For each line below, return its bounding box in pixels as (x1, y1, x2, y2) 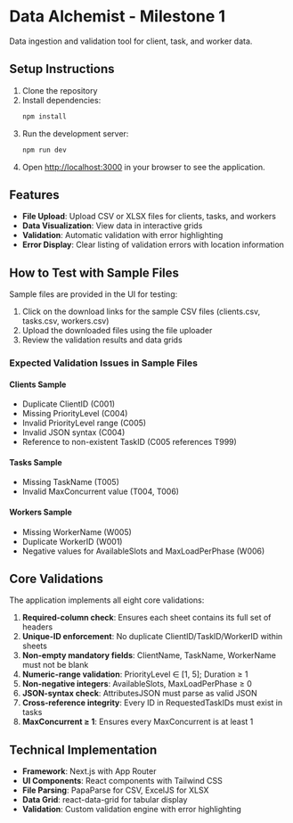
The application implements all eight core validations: (9, 595, 205, 605)
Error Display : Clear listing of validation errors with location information (21, 239, 285, 251)
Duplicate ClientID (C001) (21, 399, 116, 409)
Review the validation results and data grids (21, 334, 183, 345)
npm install (21, 111, 67, 121)
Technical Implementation (9, 742, 158, 757)
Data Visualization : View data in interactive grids (21, 220, 203, 231)
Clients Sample (9, 379, 67, 390)
